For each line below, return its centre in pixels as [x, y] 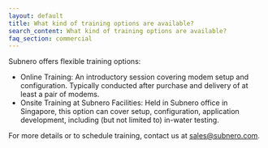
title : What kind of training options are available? [102, 23]
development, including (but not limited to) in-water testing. [119, 120]
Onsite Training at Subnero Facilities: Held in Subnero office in [124, 103]
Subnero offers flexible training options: [75, 61]
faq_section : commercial [50, 38]
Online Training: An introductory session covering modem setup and [134, 77]
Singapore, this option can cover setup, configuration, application [130, 112]
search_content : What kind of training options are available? [118, 31]
